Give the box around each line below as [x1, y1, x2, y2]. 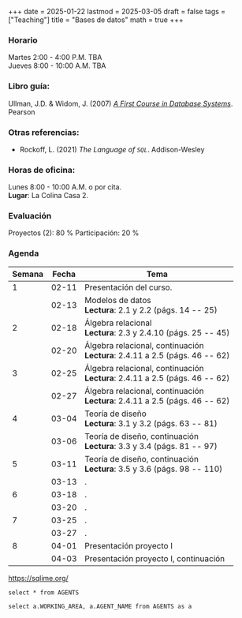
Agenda [8, 248, 39, 259]
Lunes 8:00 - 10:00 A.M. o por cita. [8, 182, 122, 192]
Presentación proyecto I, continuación [84, 552, 225, 564]
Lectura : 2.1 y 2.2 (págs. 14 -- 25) [84, 304, 218, 315]
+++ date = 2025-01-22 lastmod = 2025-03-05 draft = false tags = [8, 7, 226, 16]
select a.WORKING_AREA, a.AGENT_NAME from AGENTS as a [8, 602, 192, 610]
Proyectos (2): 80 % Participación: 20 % [8, 228, 140, 238]
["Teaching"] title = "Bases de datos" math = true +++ [8, 15, 184, 24]
